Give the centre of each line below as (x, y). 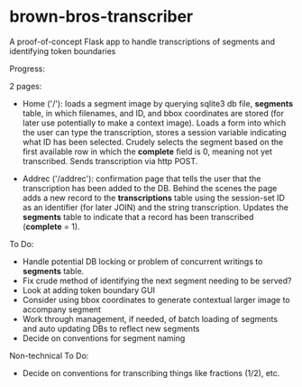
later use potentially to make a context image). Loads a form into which (154, 123)
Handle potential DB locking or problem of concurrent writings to (142, 261)
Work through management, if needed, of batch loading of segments (150, 318)
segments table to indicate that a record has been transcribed (138, 217)
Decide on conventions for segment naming (104, 338)
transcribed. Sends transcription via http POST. (110, 161)
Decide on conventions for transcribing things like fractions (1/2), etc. (151, 373)
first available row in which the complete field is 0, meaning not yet (147, 152)
